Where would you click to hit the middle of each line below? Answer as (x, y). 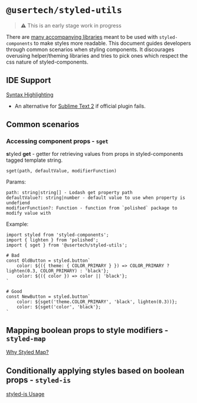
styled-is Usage (25, 394)
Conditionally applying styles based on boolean (95, 370)
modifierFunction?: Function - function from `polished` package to (92, 208)
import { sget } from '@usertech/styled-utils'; (67, 245)
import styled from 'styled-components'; (58, 235)
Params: (16, 182)
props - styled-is (39, 380)
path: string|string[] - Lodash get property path (69, 193)
